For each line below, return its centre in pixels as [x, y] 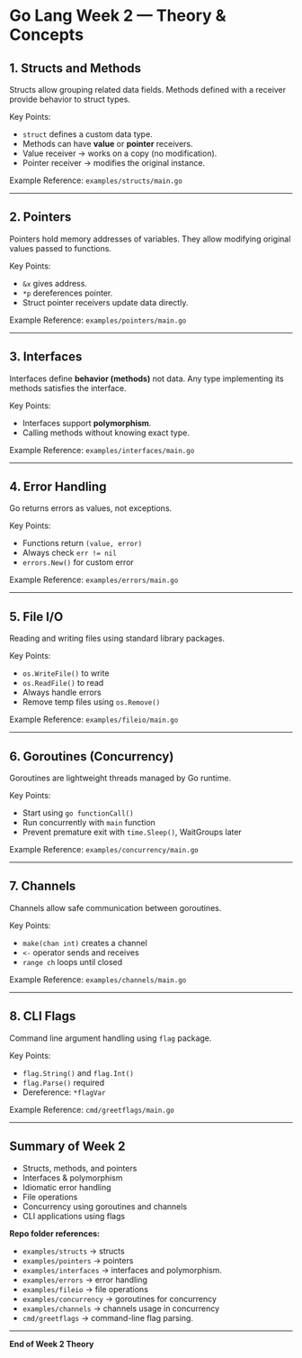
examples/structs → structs [73, 1251]
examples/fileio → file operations [85, 1289]
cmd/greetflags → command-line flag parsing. [107, 1317]
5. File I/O [36, 617]
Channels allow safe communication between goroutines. [115, 907]
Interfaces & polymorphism [72, 1178]
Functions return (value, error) [82, 543]
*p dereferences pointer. [67, 293]
